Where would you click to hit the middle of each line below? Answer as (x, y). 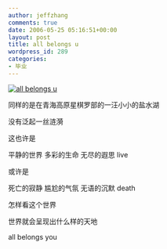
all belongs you (33, 236)
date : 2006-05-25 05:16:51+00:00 (63, 30)
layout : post (29, 37)
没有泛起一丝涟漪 (36, 121)
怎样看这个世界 (32, 204)
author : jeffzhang (38, 15)
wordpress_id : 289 (38, 52)
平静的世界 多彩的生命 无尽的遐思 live (68, 154)
